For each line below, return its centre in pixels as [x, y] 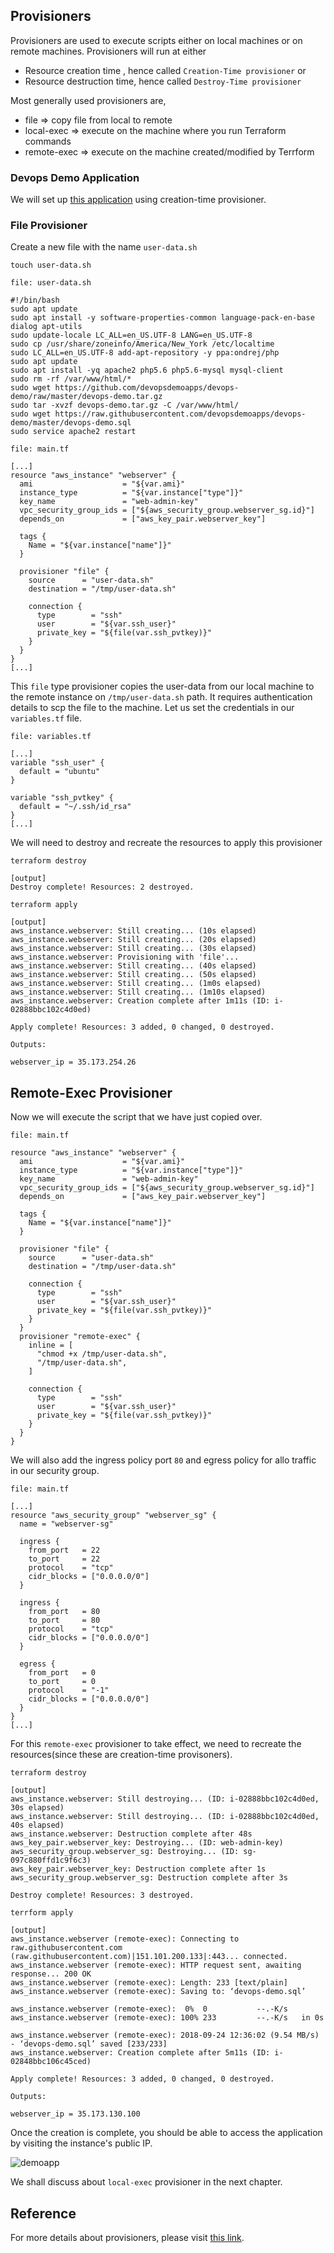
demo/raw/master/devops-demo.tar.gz [86, 397]
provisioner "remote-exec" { [80, 1337]
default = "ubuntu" [60, 772]
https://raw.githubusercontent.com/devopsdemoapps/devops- [180, 414]
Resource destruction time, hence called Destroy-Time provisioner [163, 81]
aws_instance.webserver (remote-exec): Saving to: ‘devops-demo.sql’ [158, 1992]
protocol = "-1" [69, 1690]
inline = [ [51, 1345]
